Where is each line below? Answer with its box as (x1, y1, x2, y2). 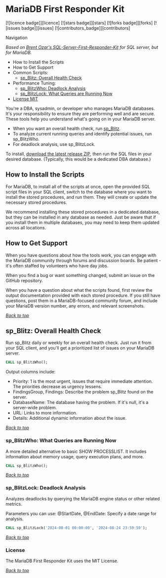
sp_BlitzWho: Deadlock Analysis (20, 85, 86, 91)
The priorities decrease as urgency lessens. (12, 384, 102, 390)
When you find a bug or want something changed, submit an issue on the (5, 272, 155, 278)
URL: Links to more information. (12, 410, 78, 416)
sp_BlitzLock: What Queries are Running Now (20, 90, 113, 96)
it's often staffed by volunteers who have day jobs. (5, 263, 109, 268)
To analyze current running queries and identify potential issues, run (12, 131, 152, 136)
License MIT (12, 95, 39, 102)
